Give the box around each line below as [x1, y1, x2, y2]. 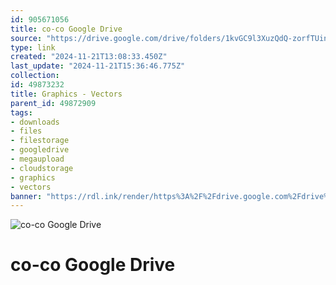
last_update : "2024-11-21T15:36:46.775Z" [10, 61, 186, 71]
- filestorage [10, 136, 70, 146]
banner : [10, 191, 43, 201]
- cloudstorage [10, 163, 74, 173]
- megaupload [10, 154, 65, 164]
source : [10, 33, 43, 43]
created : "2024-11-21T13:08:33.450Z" [10, 52, 168, 62]
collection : [10, 71, 60, 81]
